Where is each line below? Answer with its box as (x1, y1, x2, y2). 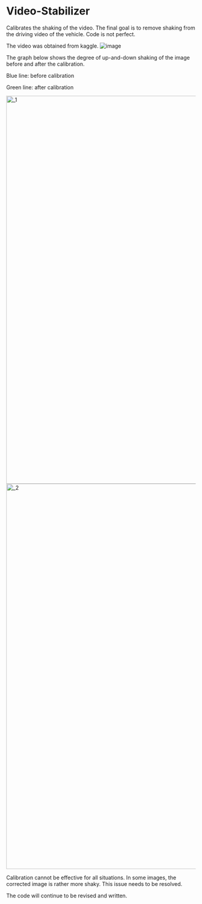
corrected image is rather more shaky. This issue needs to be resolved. (6, 880, 183, 887)
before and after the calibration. (6, 60, 85, 67)
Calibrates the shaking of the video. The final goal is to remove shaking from (6, 24, 195, 31)
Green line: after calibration (6, 83, 74, 91)
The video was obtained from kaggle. (6, 42, 99, 49)
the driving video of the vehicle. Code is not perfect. (6, 30, 136, 37)
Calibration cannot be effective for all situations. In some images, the (6, 874, 176, 881)
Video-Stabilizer (6, 4, 90, 18)
